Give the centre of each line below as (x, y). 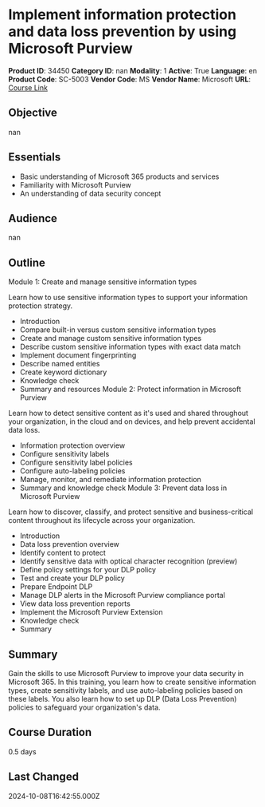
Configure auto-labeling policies (72, 471)
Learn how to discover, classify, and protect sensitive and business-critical (131, 512)
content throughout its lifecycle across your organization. (102, 520)
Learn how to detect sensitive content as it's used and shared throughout (129, 413)
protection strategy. (41, 306)
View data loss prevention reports (75, 603)
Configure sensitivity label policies (76, 463)
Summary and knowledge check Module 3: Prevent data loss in (123, 488)
